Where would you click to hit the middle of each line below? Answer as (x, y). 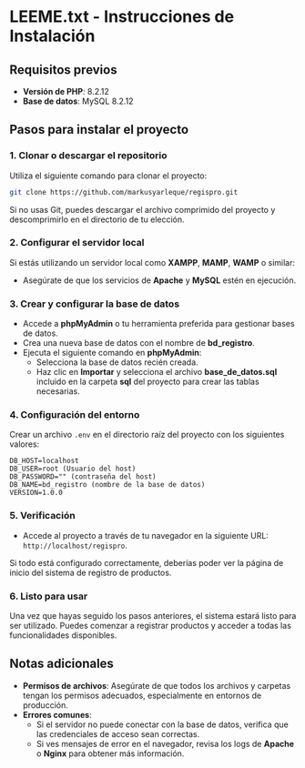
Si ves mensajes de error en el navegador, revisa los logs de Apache (165, 743)
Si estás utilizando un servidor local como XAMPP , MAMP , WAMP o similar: (152, 262)
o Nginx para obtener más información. (110, 753)
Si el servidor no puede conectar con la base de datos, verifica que (162, 724)
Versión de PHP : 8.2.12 (66, 91)
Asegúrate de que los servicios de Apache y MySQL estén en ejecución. (159, 280)
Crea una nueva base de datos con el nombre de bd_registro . (138, 343)
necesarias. (58, 391)
